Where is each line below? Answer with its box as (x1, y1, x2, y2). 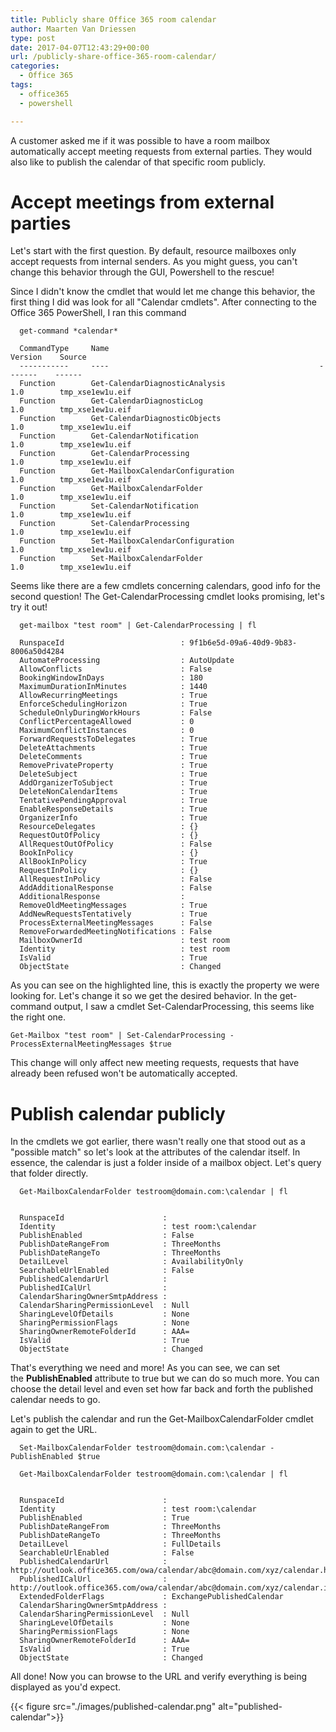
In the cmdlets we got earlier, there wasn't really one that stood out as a (10, 1136, 306, 1148)
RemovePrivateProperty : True (19, 761, 208, 771)
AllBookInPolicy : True (19, 857, 208, 867)
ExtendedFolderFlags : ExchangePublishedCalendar (19, 1592, 284, 1602)
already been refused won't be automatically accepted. (10, 1067, 238, 1080)
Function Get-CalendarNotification (19, 431, 199, 441)
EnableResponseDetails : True (19, 804, 208, 815)
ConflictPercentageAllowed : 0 (19, 717, 195, 727)
